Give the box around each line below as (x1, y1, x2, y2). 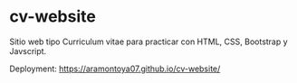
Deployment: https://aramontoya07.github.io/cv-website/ (9, 63, 221, 74)
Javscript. (9, 45, 47, 56)
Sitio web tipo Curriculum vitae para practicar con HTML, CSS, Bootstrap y (9, 36, 288, 47)
